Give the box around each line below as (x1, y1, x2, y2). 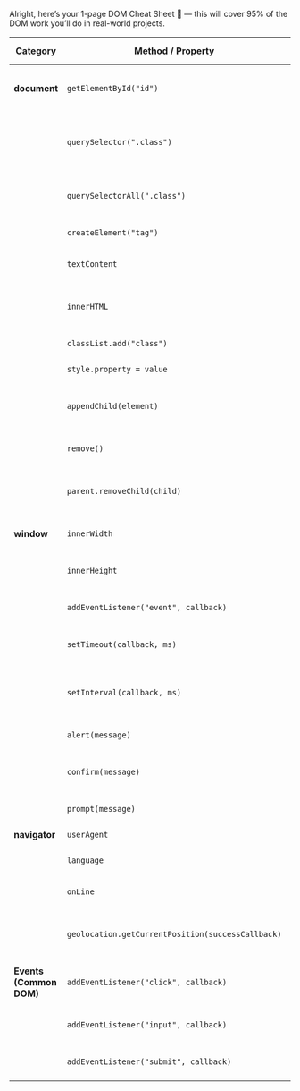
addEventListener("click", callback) (66, 977, 228, 987)
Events (13, 965, 45, 977)
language (66, 856, 104, 865)
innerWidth (66, 529, 113, 539)
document (13, 82, 59, 94)
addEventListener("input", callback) (66, 1020, 228, 1029)
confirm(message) (66, 767, 141, 777)
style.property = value (66, 364, 168, 374)
